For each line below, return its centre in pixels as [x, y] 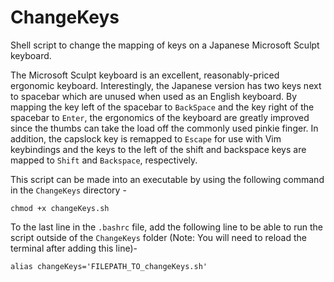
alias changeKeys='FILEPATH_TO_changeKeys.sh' [109, 266]
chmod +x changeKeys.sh [60, 208]
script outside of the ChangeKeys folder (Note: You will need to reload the [158, 237]
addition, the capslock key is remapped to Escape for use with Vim [146, 138]
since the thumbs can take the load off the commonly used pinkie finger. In [164, 128]
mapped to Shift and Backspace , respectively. [104, 160]
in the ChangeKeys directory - [68, 190]
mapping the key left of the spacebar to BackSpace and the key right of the [162, 107]
